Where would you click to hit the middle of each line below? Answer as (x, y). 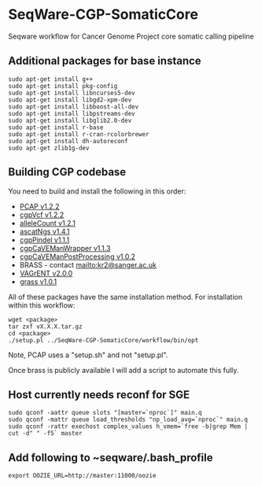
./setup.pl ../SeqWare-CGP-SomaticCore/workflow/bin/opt (103, 340)
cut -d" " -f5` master (45, 434)
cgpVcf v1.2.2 (42, 215)
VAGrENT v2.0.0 (46, 273)
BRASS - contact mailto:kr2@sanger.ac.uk (88, 264)
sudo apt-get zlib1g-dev (49, 148)
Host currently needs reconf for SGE (99, 395)
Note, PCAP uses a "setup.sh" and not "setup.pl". (88, 355)
